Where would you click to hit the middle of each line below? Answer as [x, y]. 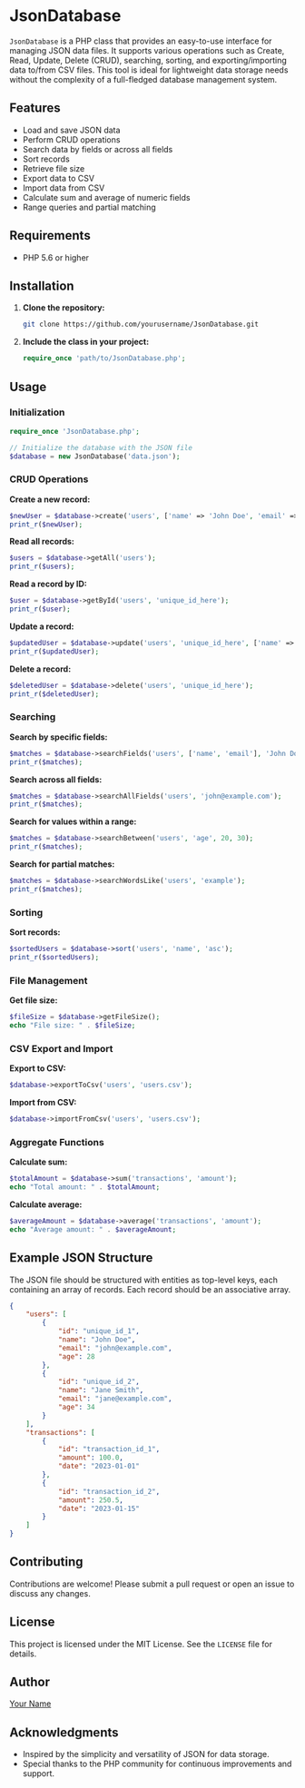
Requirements [50, 236]
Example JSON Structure [81, 1258]
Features [35, 108]
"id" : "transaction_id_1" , [109, 1449]
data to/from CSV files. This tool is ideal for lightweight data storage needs [149, 70]
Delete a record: [40, 669]
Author [30, 1682]
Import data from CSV [64, 188]
